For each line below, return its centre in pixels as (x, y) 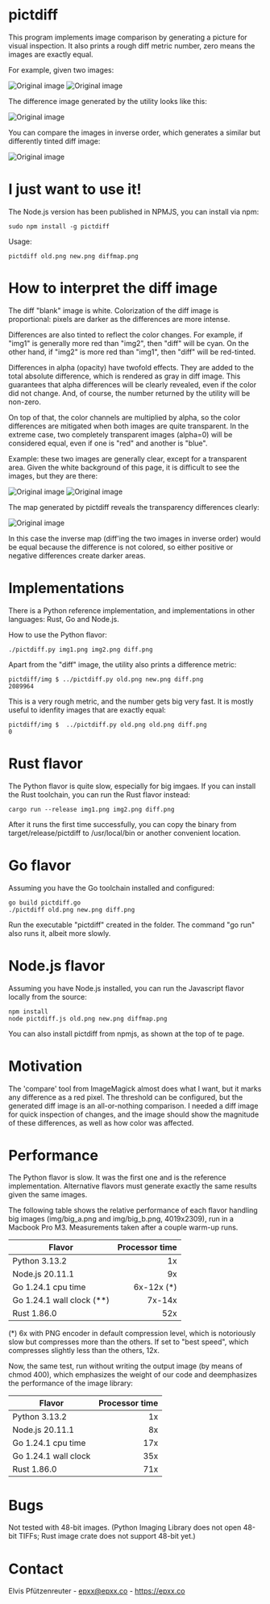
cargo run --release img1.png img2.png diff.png (91, 809)
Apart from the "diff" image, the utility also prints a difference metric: (123, 664)
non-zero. (25, 402)
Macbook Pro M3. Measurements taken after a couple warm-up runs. (123, 1227)
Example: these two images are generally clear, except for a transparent (128, 458)
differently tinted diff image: (54, 141)
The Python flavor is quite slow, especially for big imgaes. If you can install (132, 786)
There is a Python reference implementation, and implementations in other (132, 610)
